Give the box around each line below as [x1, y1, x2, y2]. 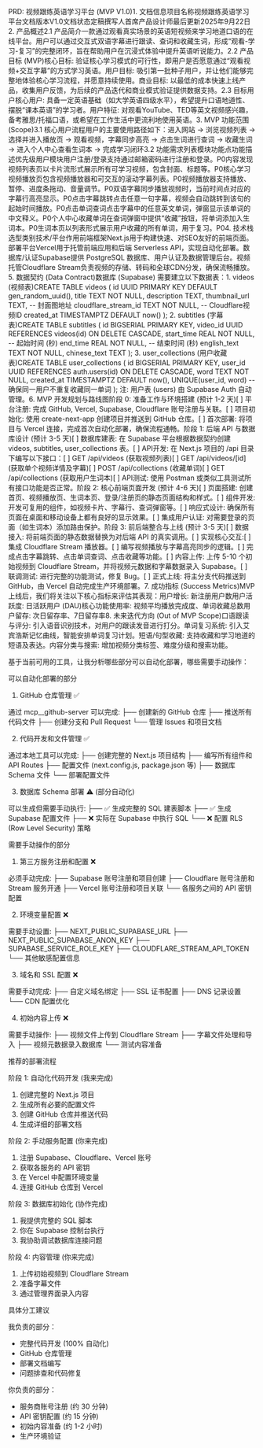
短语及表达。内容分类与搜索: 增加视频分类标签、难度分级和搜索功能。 [8, 641, 232, 649]
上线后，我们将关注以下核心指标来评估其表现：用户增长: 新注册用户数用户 [8, 591, 246, 600]
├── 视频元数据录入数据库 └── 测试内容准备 [16, 1040, 163, 1049]
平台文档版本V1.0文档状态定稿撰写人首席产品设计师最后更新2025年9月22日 [8, 17, 251, 26]
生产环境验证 [19, 1431, 61, 1440]
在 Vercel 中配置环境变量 [19, 1173, 100, 1182]
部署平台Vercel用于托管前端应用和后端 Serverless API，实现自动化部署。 [8, 243, 243, 252]
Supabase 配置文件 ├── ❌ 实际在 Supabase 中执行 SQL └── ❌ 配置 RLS [8, 814, 243, 822]
